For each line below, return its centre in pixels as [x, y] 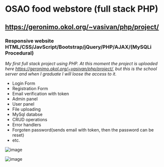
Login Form [24, 83]
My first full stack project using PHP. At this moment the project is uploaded [81, 63]
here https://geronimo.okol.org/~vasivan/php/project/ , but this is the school [81, 69]
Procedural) [20, 53]
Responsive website [30, 41]
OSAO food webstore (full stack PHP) [82, 9]
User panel [23, 104]
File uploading [26, 109]
